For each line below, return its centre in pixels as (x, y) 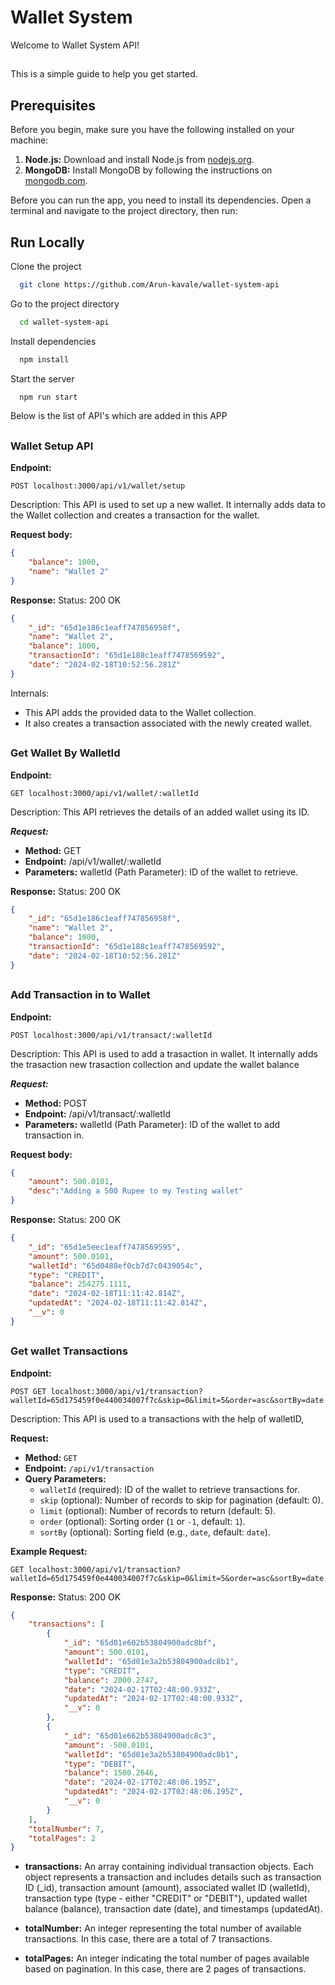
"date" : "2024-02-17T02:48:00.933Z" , (142, 1689)
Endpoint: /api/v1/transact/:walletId (98, 1113)
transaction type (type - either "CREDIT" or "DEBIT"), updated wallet (166, 1898)
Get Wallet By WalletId (65, 753)
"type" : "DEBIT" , (100, 1764)
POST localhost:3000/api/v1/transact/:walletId (111, 1035)
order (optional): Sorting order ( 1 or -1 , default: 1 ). (142, 1521)
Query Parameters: (65, 1478)
